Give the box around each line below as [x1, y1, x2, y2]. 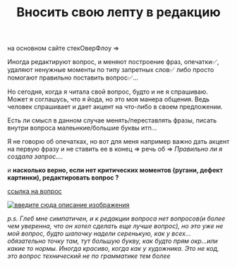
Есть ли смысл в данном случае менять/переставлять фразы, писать [7, 116, 217, 125]
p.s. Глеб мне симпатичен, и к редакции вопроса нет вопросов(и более [7, 214, 226, 223]
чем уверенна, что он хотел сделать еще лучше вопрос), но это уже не [7, 222, 224, 230]
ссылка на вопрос [7, 187, 62, 196]
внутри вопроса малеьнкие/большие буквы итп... [7, 124, 157, 132]
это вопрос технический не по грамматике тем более [7, 252, 171, 261]
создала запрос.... [7, 152, 63, 161]
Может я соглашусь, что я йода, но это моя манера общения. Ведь [7, 95, 210, 104]
